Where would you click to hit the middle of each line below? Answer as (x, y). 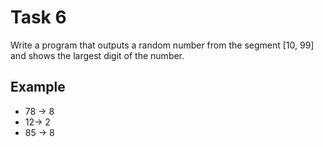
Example (38, 87)
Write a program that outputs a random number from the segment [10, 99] (162, 45)
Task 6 (38, 17)
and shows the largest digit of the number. (97, 55)
